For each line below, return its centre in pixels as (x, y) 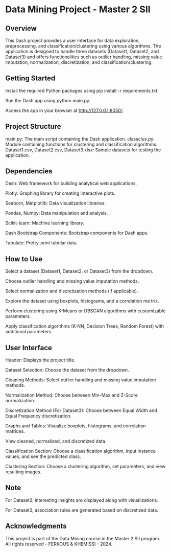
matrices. (15, 431)
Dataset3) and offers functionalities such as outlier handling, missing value (84, 57)
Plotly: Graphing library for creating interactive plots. (60, 193)
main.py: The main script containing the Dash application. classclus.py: (80, 139)
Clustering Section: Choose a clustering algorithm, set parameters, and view (86, 467)
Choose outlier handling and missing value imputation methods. (72, 281)
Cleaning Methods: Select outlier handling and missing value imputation (81, 380)
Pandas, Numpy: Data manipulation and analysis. (57, 213)
